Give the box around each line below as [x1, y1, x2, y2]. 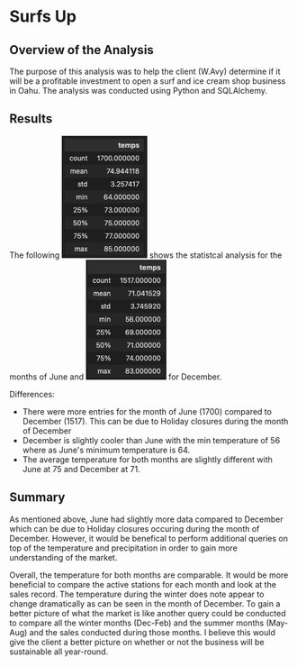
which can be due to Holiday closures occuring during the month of [9, 523, 260, 534]
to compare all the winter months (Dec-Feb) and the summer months [9, 617, 265, 628]
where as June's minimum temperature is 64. [22, 444, 191, 455]
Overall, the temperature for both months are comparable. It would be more [9, 570, 289, 580]
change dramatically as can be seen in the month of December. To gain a [9, 598, 281, 609]
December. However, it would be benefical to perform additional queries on [9, 533, 289, 543]
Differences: [9, 388, 56, 399]
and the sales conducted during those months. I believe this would [29, 626, 276, 637]
